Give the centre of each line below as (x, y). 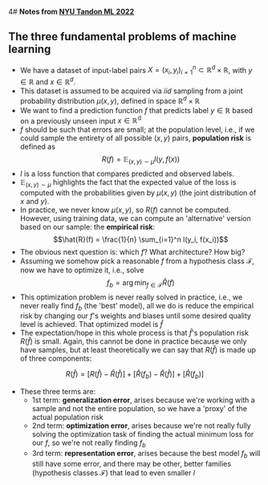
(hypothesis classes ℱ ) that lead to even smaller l (113, 472)
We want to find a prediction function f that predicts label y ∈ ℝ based (136, 110)
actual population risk (68, 418)
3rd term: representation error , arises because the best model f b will (146, 454)
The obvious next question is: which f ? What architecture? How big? (132, 251)
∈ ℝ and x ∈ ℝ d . (48, 81)
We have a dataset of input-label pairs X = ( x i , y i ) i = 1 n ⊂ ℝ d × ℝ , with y (136, 70)
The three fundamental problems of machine (122, 37)
